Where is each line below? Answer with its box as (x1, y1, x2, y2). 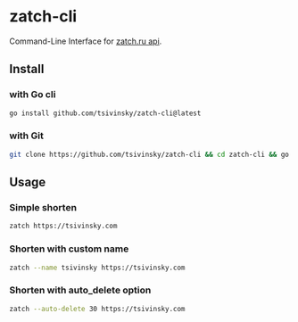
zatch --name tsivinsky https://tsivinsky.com (9, 263, 186, 272)
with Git (9, 129, 45, 142)
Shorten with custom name (9, 243, 129, 255)
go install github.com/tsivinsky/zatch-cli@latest (9, 109, 202, 118)
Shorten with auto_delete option (9, 284, 152, 296)
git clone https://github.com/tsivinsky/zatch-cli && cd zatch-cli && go (9, 150, 290, 159)
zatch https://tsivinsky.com (9, 221, 118, 231)
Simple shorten (9, 201, 78, 213)
